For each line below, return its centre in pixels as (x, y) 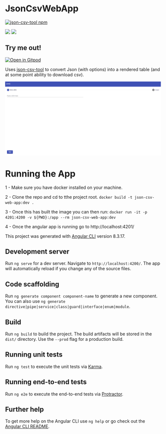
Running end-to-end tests (46, 382)
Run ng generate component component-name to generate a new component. (82, 296)
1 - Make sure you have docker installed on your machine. (64, 187)
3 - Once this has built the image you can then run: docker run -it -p (76, 212)
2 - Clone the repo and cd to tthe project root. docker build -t (69, 197)
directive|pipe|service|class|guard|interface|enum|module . (68, 307)
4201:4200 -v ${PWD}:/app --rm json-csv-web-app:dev (61, 217)
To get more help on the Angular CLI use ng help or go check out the (75, 421)
